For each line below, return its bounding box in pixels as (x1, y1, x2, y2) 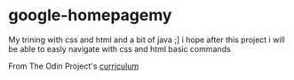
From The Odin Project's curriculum (8, 61, 139, 71)
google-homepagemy (8, 5, 172, 25)
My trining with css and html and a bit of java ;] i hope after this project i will (8, 34, 285, 45)
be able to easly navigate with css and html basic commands (8, 43, 232, 54)
